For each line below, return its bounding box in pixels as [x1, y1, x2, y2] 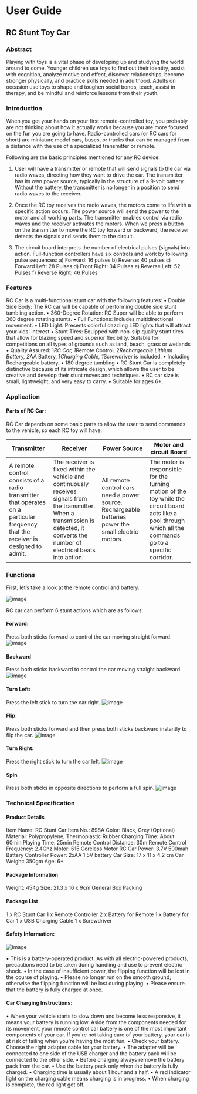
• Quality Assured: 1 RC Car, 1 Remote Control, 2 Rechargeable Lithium [6, 347, 173, 354]
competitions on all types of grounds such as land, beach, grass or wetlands [6, 340, 191, 347]
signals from [53, 494, 87, 502]
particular [9, 512, 36, 521]
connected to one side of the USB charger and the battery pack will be [6, 1050, 177, 1057]
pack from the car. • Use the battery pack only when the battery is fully [6, 1062, 179, 1069]
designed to [9, 542, 42, 550]
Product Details [6, 813, 45, 820]
